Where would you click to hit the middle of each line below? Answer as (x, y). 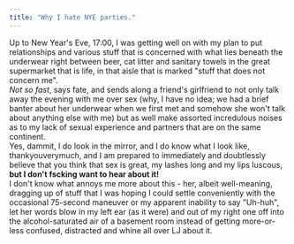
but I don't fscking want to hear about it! (84, 174)
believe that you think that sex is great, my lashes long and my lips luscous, (146, 164)
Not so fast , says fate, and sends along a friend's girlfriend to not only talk (144, 89)
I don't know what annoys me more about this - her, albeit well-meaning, (141, 183)
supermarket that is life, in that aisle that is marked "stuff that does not (137, 71)
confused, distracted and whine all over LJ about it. (119, 230)
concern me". (34, 80)
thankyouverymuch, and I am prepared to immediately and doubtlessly (138, 155)
